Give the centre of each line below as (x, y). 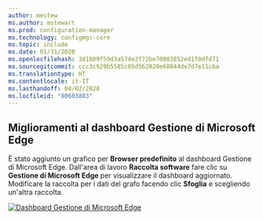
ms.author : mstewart (42, 23)
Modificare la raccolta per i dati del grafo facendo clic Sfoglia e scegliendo (129, 184)
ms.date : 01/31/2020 (42, 52)
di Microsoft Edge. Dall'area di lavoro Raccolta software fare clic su (118, 167)
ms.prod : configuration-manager (61, 30)
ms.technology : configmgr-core (59, 37)
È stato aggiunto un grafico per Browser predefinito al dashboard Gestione (130, 159)
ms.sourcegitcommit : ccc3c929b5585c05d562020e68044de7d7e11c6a (114, 67)
